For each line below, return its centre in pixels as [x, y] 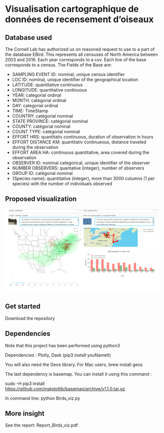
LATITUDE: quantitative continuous [47, 85]
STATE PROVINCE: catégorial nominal [50, 121]
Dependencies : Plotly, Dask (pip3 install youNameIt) [58, 355]
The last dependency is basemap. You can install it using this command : [78, 374]
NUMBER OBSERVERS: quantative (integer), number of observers [78, 168]
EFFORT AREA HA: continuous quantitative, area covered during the [81, 152]
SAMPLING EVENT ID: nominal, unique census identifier [68, 74]
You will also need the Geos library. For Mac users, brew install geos [74, 364]
